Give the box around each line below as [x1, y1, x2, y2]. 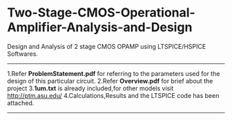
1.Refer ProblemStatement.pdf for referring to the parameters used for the [7, 69, 220, 77]
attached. [7, 99, 35, 107]
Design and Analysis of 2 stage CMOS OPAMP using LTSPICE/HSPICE [7, 42, 206, 50]
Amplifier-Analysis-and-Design [7, 19, 193, 35]
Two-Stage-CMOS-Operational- [7, 5, 195, 21]
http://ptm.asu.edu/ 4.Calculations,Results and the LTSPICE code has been [7, 91, 220, 99]
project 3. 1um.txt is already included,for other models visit [7, 84, 174, 92]
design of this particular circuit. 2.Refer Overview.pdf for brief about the [7, 77, 213, 85]
